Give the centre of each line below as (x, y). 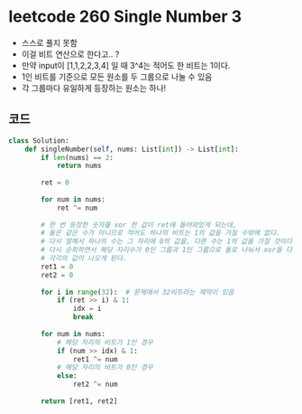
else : (67, 376)
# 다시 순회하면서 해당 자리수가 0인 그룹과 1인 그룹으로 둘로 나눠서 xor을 (162, 250)
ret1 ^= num (95, 359)
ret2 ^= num (95, 385)
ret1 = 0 (57, 267)
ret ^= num (77, 208)
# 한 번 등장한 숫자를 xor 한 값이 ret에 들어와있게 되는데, (139, 225)
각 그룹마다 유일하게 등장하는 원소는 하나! (94, 88)
